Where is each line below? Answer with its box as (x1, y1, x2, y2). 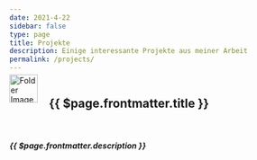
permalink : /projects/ (9, 55, 95, 64)
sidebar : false (9, 22, 67, 31)
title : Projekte (9, 38, 70, 48)
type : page (9, 30, 50, 39)
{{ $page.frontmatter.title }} (49, 96, 209, 111)
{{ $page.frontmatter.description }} (9, 140, 147, 151)
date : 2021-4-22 (9, 13, 70, 22)
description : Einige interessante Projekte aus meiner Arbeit (9, 47, 248, 56)
